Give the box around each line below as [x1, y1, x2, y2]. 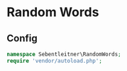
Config [6, 32, 38, 44]
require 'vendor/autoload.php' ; [6, 57, 102, 64]
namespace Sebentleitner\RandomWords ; [6, 51, 121, 58]
